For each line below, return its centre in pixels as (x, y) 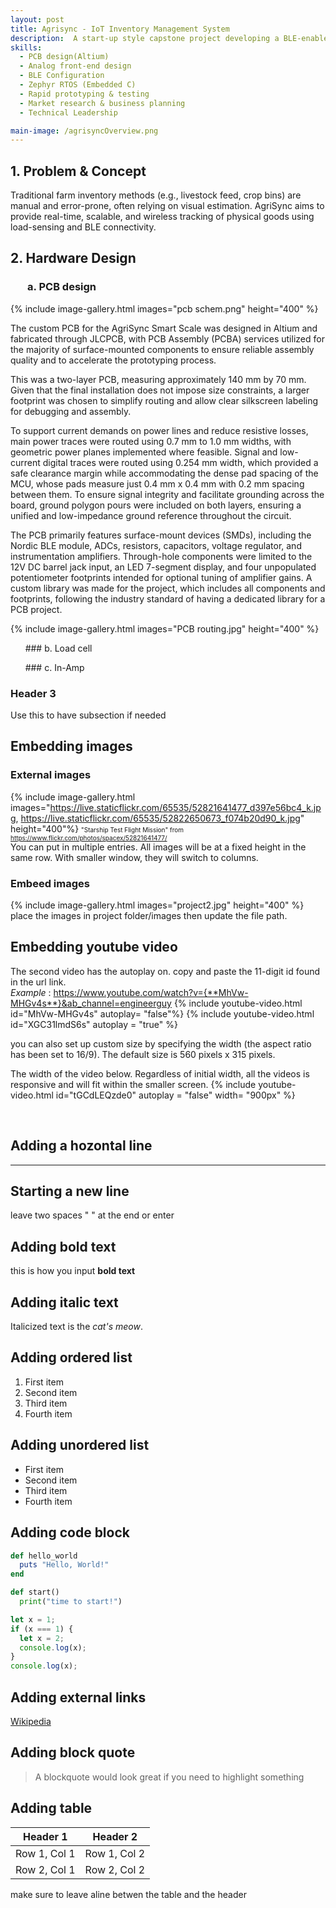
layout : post (37, 19)
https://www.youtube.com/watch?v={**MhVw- (151, 992)
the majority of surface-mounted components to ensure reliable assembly (162, 349)
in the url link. (38, 982)
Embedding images (71, 746)
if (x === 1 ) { (42, 1629)
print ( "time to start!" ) (71, 1602)
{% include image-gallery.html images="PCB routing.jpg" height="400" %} (165, 628)
